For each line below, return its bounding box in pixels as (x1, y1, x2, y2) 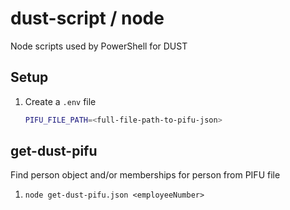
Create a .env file (24, 95, 97, 107)
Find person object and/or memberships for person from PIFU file (10, 169, 281, 181)
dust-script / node (10, 7, 165, 30)
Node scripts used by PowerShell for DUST (10, 40, 188, 52)
